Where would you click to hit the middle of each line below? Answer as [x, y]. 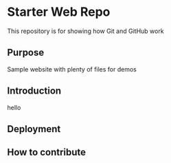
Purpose [26, 53]
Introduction [34, 91]
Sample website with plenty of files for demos [72, 69]
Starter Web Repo [59, 12]
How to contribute [47, 152]
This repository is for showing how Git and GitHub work [85, 31]
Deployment [34, 129]
